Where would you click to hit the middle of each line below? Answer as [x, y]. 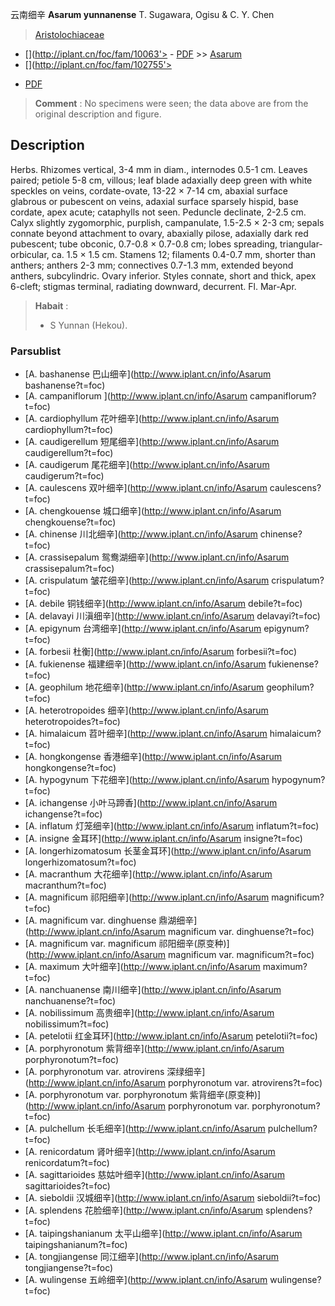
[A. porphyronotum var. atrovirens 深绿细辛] [115, 1072]
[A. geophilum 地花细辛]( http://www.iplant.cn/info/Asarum [144, 687]
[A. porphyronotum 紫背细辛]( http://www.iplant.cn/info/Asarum [154, 1049]
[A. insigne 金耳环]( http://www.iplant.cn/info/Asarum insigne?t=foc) [163, 839]
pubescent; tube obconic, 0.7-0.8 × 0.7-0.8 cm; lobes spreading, [144, 244]
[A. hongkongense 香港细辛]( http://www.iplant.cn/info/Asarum [153, 757]
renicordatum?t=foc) [67, 1163]
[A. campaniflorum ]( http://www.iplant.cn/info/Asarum [136, 396]
